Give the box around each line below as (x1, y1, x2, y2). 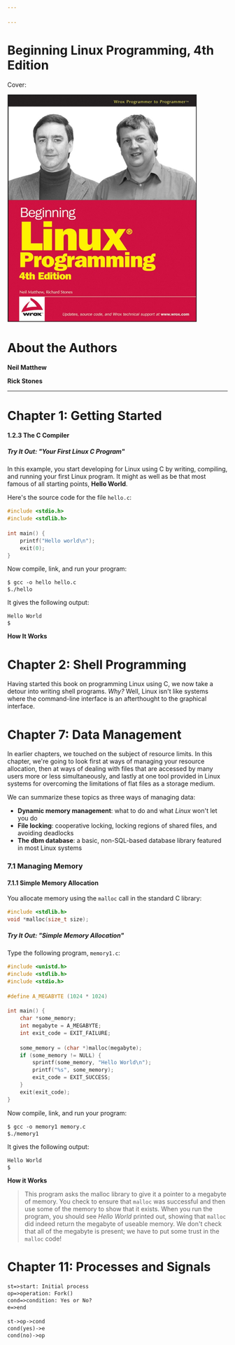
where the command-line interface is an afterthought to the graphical (7, 695, 207, 703)
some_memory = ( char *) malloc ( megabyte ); (20, 1044, 142, 1052)
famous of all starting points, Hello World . (7, 480, 128, 488)
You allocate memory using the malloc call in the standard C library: (7, 894, 202, 903)
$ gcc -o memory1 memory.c (7, 1123, 86, 1130)
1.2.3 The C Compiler (7, 431, 70, 440)
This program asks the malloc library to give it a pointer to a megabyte (24, 1190, 227, 1198)
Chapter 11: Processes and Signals (7, 1259, 211, 1274)
